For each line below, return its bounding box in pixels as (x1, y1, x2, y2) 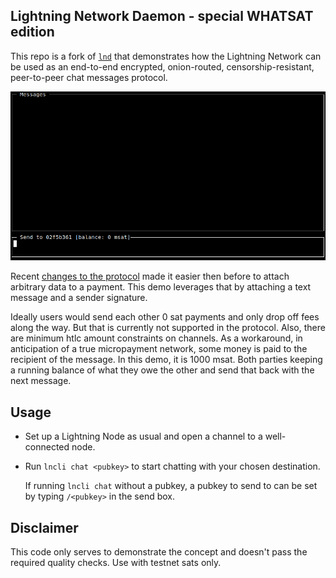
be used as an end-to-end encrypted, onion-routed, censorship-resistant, (10, 60, 315, 73)
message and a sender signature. (10, 292, 148, 304)
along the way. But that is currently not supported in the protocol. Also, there (10, 322, 326, 334)
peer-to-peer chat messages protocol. (10, 71, 168, 83)
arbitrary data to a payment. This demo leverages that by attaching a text (10, 281, 312, 293)
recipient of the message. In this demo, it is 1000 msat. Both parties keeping (10, 354, 323, 366)
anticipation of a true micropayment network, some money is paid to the (10, 343, 308, 355)
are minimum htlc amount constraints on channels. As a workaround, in (10, 332, 303, 344)
